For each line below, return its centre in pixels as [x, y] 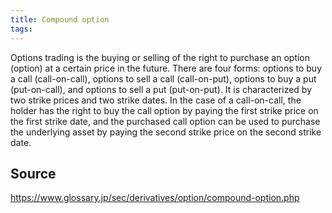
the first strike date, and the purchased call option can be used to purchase [165, 121]
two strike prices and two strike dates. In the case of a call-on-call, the [156, 100]
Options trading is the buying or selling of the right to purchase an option [160, 57]
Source [33, 173]
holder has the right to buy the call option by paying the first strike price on [164, 110]
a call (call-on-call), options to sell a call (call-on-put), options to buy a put [163, 78]
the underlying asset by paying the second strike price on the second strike [166, 132]
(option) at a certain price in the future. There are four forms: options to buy [166, 68]
